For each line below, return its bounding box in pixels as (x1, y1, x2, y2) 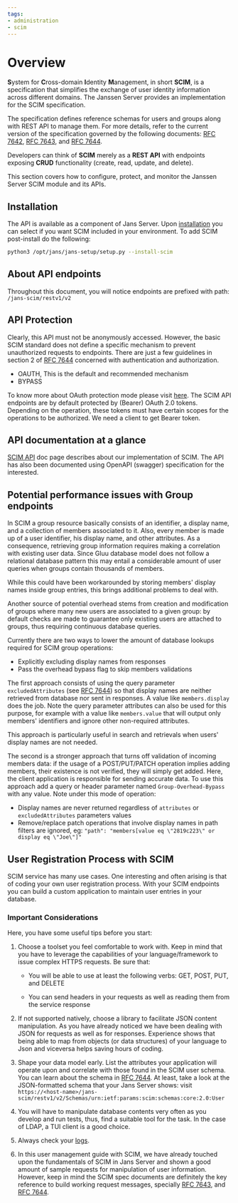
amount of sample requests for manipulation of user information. (17, 1165, 207, 1174)
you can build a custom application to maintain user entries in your (7, 887, 202, 896)
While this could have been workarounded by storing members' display (7, 578, 216, 587)
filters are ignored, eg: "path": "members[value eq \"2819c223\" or (17, 826, 215, 835)
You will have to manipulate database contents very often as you (17, 1108, 207, 1116)
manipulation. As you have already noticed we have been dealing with (17, 1022, 222, 1031)
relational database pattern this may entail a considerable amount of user (7, 557, 222, 565)
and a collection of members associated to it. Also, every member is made (7, 527, 225, 535)
